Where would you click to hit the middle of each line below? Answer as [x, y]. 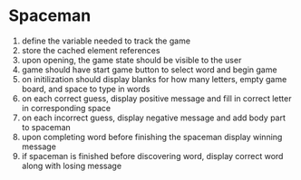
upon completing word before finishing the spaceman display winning [152, 137]
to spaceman [46, 127]
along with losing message [72, 166]
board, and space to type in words [86, 89]
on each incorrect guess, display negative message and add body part [154, 118]
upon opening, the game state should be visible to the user [131, 60]
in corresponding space [66, 108]
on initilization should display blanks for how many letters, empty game [154, 79]
